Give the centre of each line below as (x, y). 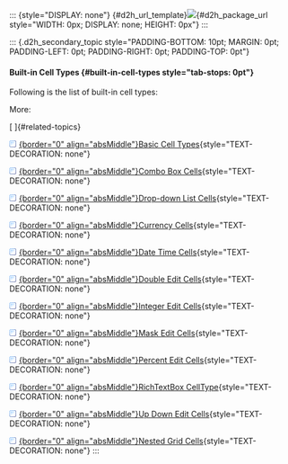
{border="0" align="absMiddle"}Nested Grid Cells (111, 442)
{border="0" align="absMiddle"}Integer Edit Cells (110, 307)
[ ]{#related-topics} (45, 127)
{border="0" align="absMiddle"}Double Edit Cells (110, 280)
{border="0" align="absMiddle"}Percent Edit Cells (112, 361)
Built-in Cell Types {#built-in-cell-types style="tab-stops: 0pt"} (131, 72)
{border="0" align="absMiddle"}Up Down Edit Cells (114, 415)
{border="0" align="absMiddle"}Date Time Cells (108, 253)
